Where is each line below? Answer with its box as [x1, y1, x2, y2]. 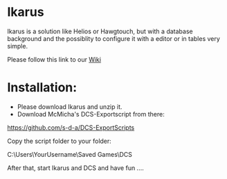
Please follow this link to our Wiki [7, 55, 102, 63]
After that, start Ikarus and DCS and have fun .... [7, 164, 144, 172]
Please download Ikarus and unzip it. [17, 102, 122, 111]
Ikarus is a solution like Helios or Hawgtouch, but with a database [7, 27, 193, 35]
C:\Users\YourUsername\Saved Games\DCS [7, 150, 133, 158]
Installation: [7, 80, 78, 96]
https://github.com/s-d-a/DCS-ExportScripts [7, 123, 135, 132]
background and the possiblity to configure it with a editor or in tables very [7, 34, 220, 42]
